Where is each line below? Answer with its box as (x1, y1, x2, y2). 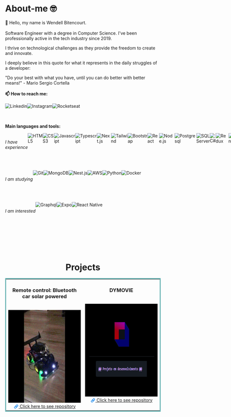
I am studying (5, 176, 33, 182)
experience (5, 144, 28, 150)
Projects (65, 262, 101, 273)
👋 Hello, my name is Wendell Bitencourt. (5, 19, 87, 25)
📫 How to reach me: (5, 91, 48, 96)
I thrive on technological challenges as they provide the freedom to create (5, 45, 155, 51)
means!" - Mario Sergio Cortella (5, 80, 70, 86)
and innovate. (5, 50, 33, 56)
